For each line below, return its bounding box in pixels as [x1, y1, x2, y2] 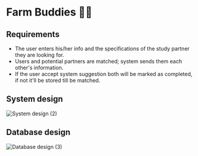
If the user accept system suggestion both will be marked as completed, [14, 71, 193, 77]
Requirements [6, 29, 60, 39]
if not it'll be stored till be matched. [14, 77, 100, 84]
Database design [6, 127, 70, 137]
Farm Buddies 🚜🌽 [6, 5, 92, 19]
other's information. [14, 64, 64, 71]
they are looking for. [14, 51, 64, 59]
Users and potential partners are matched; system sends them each [14, 58, 182, 65]
